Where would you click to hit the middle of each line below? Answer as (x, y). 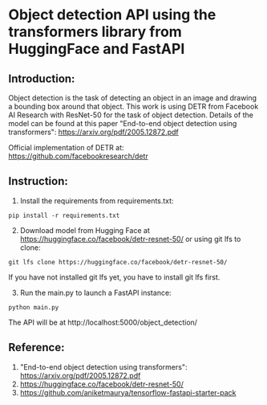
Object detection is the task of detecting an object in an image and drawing (133, 98)
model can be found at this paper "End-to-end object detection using (123, 123)
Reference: (36, 348)
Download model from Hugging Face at (85, 230)
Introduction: (42, 78)
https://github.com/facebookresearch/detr (78, 156)
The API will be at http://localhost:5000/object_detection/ (103, 322)
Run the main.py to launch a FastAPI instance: (95, 292)
